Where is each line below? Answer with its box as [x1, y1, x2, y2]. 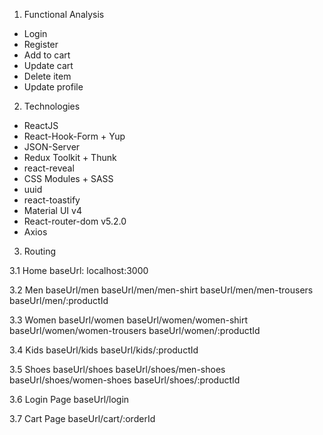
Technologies [23, 100, 81, 112]
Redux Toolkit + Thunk [23, 152, 117, 163]
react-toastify [23, 194, 81, 206]
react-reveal [23, 162, 75, 174]
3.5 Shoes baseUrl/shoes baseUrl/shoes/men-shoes [9, 364, 226, 375]
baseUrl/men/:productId [9, 295, 109, 306]
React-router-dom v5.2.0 [23, 215, 127, 227]
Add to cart [23, 49, 71, 61]
